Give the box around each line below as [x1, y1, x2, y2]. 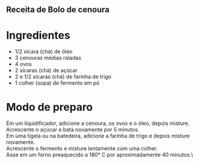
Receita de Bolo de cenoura [6, 5, 110, 15]
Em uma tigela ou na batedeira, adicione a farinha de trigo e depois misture [6, 133, 190, 140]
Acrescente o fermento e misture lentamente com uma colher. [6, 145, 158, 152]
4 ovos [14, 60, 32, 67]
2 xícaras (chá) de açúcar [14, 67, 78, 74]
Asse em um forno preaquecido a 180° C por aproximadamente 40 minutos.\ [6, 151, 194, 159]
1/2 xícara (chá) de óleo [14, 48, 73, 55]
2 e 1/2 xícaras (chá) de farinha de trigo [14, 73, 112, 81]
